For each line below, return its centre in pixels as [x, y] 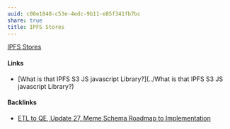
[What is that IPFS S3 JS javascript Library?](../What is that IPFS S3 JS [120, 79]
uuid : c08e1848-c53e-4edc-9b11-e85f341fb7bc [74, 14]
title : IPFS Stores [36, 27]
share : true [25, 20]
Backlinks [22, 102]
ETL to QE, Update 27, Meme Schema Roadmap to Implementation [114, 118]
